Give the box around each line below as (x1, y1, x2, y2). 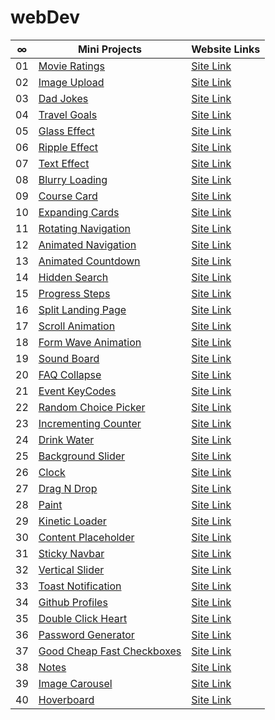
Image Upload (38, 75, 105, 89)
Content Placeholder (38, 530, 135, 544)
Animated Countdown (38, 254, 141, 268)
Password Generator (38, 627, 135, 641)
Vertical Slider (38, 562, 105, 576)
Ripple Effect (38, 140, 99, 154)
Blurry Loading (38, 172, 108, 186)
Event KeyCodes (38, 384, 117, 398)
